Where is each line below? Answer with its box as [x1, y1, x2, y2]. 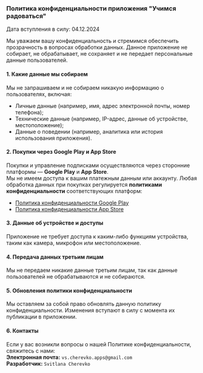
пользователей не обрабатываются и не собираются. [6, 273, 145, 280]
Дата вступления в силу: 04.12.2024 [6, 25, 100, 33]
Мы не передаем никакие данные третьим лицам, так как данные [6, 266, 178, 274]
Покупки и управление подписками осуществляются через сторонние [6, 162, 190, 169]
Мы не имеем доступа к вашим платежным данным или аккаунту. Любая [6, 174, 197, 182]
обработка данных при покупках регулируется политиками [6, 180, 162, 188]
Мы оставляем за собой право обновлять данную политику [6, 300, 162, 308]
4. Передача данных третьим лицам [6, 253, 104, 260]
